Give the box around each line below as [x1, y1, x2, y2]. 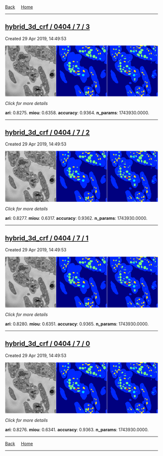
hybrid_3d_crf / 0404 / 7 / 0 [5, 340, 90, 348]
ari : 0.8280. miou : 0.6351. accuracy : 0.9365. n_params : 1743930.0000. [5, 321, 149, 327]
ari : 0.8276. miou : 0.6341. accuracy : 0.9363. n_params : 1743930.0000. [5, 426, 149, 432]
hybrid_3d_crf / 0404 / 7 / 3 [5, 23, 90, 31]
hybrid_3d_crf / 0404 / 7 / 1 [5, 234, 89, 242]
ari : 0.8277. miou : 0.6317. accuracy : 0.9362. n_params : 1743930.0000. [5, 215, 148, 221]
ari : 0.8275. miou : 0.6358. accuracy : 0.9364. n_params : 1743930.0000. [5, 109, 149, 116]
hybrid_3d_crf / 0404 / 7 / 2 [5, 128, 90, 137]
